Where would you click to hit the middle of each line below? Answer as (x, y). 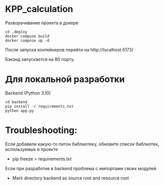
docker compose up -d (27, 41)
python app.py (20, 111)
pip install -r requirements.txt (39, 106)
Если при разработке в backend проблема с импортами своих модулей (81, 168)
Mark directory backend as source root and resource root (70, 178)
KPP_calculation (39, 9)
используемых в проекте (32, 149)
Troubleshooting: (41, 130)
